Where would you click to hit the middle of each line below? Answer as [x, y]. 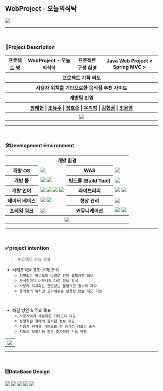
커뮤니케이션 [90, 211]
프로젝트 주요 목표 [34, 259]
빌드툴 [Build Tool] [90, 181]
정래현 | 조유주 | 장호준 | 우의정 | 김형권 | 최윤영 [81, 108]
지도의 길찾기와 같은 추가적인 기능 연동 [53, 332]
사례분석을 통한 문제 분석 [35, 270]
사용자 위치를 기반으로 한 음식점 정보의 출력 [57, 326]
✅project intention [27, 248]
